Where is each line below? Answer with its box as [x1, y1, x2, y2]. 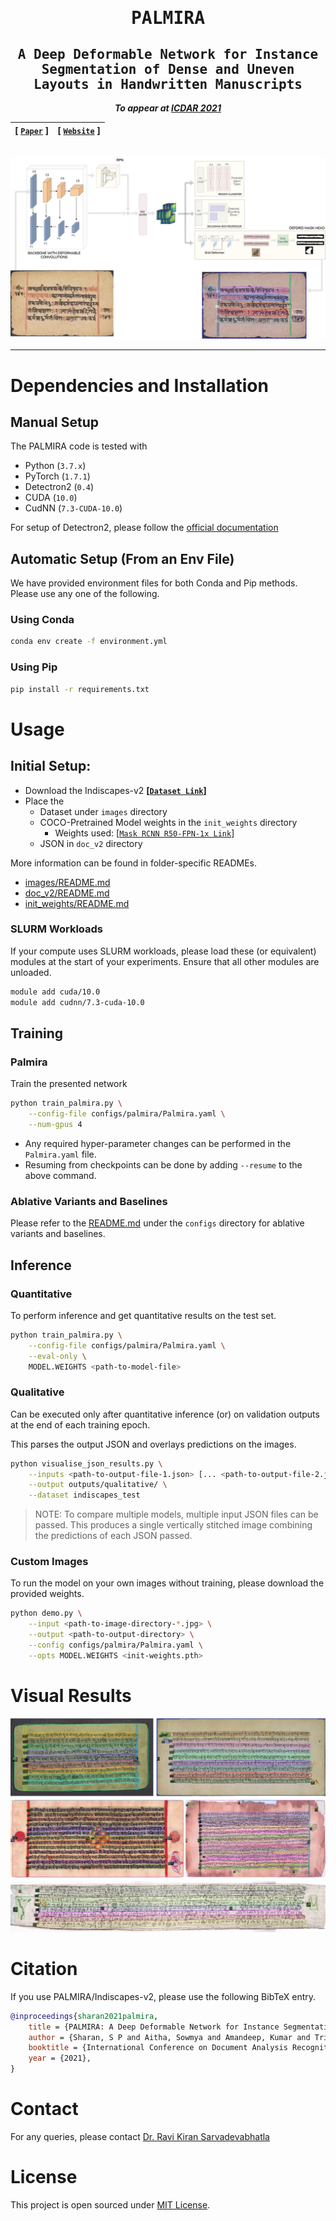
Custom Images [10, 1555, 89, 1569]
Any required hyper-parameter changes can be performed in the [24, 1137, 292, 1149]
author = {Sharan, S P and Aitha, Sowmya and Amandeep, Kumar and [28, 2032, 311, 2042]
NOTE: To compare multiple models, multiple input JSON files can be [34, 1508, 319, 1521]
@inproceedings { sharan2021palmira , [10, 2011, 159, 2021]
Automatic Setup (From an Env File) [10, 550, 235, 567]
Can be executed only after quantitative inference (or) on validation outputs [10, 1408, 320, 1420]
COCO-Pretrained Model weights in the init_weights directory [39, 816, 298, 828]
